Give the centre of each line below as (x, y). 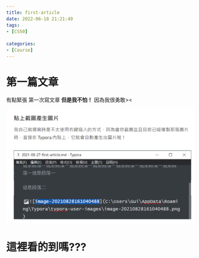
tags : (13, 25)
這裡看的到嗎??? (46, 247)
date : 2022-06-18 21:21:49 (40, 19)
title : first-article (33, 12)
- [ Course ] (20, 51)
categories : (21, 44)
